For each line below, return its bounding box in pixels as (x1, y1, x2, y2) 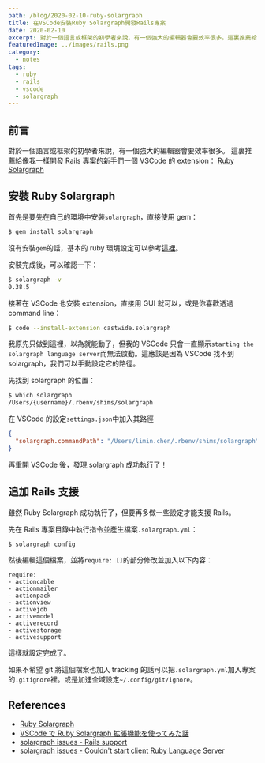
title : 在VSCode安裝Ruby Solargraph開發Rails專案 (8, 19, 166, 27)
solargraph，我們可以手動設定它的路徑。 (8, 359, 140, 368)
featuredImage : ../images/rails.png (8, 41, 129, 49)
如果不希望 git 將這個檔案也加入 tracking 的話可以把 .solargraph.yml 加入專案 (8, 665, 256, 675)
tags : (8, 63, 26, 71)
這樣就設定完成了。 (8, 648, 71, 658)
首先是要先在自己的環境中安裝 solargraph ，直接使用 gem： (8, 212, 199, 221)
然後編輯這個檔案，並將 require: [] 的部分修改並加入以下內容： (8, 555, 213, 565)
